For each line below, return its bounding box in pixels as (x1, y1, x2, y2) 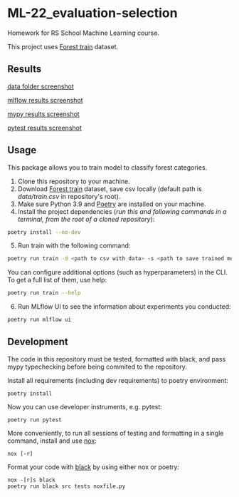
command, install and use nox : (7, 436, 97, 445)
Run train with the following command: (17, 241, 131, 250)
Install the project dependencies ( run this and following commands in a (17, 207, 227, 215)
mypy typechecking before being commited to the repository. (7, 362, 187, 371)
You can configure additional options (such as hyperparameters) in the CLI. (7, 268, 228, 277)
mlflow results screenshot (7, 96, 83, 104)
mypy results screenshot (7, 109, 80, 118)
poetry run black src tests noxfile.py (7, 483, 126, 490)
